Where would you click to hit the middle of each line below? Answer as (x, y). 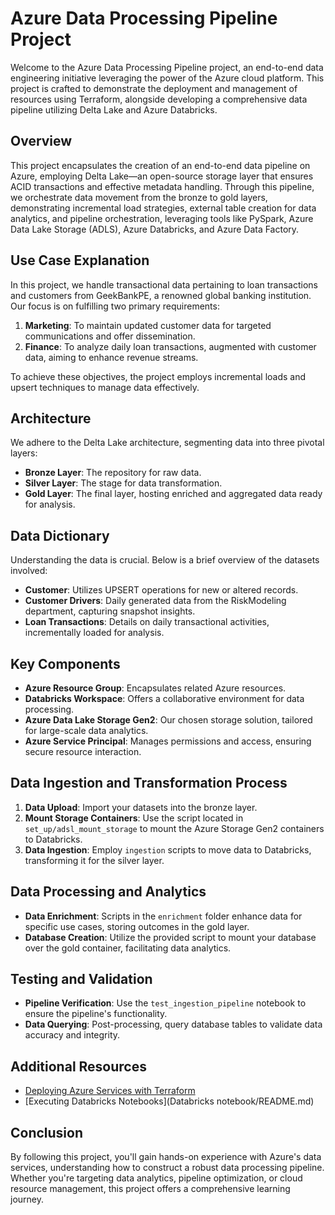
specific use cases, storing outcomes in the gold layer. (137, 926)
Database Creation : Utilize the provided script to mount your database (170, 937)
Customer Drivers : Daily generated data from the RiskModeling (155, 601)
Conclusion (47, 1132)
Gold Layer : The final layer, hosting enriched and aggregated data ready (173, 494)
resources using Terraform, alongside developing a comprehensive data (159, 99)
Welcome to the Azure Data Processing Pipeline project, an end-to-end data (167, 67)
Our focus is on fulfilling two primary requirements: (115, 306)
